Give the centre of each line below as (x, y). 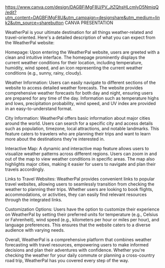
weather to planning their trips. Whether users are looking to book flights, (79, 189)
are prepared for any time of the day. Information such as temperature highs (82, 98)
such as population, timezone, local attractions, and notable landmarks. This (82, 129)
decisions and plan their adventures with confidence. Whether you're (75, 250)
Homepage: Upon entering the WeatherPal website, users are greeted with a (82, 52)
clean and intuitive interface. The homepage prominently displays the (75, 57)
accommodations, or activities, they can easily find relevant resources (76, 194)
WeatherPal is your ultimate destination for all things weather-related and (79, 32)
